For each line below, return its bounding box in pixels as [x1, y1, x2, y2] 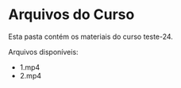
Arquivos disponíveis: [8, 47, 79, 56]
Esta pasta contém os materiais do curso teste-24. [8, 32, 173, 41]
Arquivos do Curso [8, 6, 135, 24]
